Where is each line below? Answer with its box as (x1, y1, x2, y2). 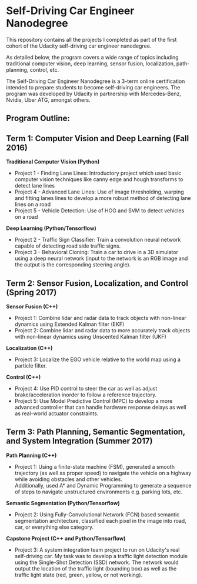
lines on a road (14, 201, 51, 208)
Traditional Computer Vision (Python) (6, 158, 100, 165)
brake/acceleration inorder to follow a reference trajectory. (14, 391, 157, 398)
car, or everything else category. (14, 523, 94, 530)
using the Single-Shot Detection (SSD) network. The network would (14, 559, 179, 566)
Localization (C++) (6, 344, 53, 351)
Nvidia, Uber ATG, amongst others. (6, 96, 91, 104)
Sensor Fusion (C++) (6, 303, 58, 310)
